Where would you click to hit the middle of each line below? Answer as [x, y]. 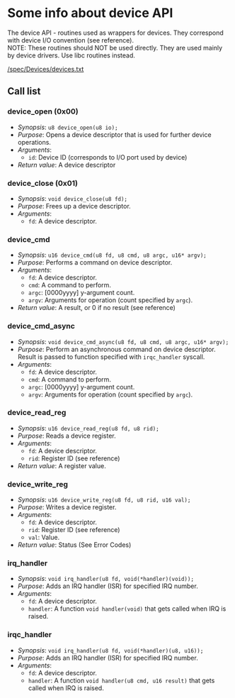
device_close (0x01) [42, 183]
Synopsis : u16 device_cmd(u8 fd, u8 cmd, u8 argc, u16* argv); [112, 255]
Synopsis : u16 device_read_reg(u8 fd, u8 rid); [88, 428]
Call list [24, 91]
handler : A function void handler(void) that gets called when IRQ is [127, 609]
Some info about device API [90, 13]
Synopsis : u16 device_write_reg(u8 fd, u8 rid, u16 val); [104, 500]
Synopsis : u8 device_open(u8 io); [68, 127]
